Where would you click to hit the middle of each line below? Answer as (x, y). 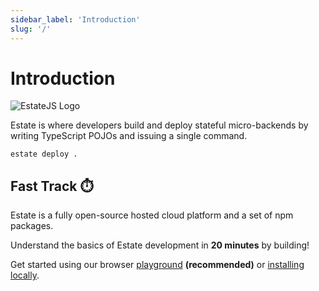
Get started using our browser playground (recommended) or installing (157, 265)
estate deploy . (44, 154)
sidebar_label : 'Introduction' (75, 19)
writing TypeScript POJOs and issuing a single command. (129, 136)
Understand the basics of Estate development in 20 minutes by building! (160, 245)
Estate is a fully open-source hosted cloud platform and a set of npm (152, 215)
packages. (32, 226)
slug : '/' (31, 29)
